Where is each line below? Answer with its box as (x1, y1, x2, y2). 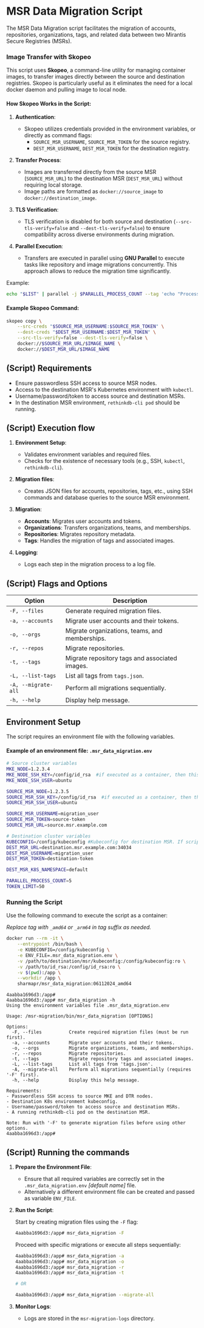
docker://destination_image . (24, 194, 97, 202)
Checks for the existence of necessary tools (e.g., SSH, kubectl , (24, 458, 185, 465)
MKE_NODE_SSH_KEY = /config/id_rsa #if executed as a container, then (6, 772, 186, 778)
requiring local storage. (24, 181, 83, 188)
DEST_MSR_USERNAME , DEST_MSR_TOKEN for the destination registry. (33, 145, 190, 152)
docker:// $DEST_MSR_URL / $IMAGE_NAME (17, 346, 110, 352)
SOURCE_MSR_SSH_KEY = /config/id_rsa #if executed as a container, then (6, 794, 191, 800)
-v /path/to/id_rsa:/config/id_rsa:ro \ (17, 964, 121, 970)
